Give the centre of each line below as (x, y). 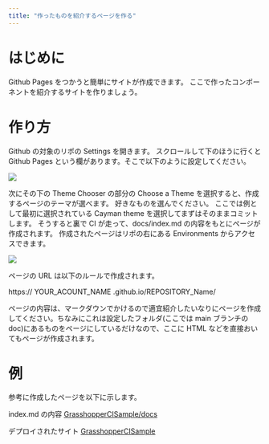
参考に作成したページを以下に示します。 (75, 397)
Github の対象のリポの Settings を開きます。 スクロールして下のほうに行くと (135, 151)
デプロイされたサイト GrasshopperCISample (82, 431)
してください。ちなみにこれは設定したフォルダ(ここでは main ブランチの (128, 318)
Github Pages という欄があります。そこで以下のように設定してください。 (130, 161)
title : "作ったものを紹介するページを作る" (72, 16)
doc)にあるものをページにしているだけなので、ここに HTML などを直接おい (133, 328)
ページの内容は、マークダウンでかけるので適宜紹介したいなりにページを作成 (134, 308)
